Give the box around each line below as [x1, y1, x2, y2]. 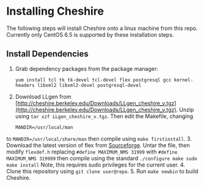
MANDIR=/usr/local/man [15, 124, 73, 130]
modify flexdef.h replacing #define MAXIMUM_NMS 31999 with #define [6, 148, 178, 155]
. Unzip [176, 106, 194, 113]
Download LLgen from [15, 93, 71, 100]
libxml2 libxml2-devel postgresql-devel [37, 82, 142, 88]
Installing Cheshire [6, 4, 104, 18]
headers [15, 82, 35, 88]
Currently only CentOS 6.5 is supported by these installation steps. [6, 31, 174, 38]
